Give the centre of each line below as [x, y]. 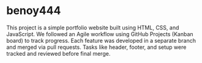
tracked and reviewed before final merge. [58, 53]
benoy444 [34, 11]
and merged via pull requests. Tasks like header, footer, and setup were [96, 47]
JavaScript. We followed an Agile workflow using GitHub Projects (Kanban [100, 34]
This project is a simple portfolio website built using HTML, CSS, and [93, 28]
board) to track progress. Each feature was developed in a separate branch [101, 40]
